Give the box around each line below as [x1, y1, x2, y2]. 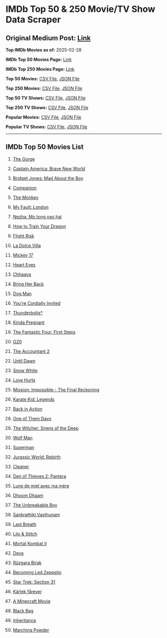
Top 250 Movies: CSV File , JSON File [5, 85, 82, 91]
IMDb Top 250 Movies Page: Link [5, 66, 75, 72]
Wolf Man [12, 435, 33, 441]
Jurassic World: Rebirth [12, 454, 61, 460]
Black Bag [12, 608, 34, 614]
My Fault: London [12, 204, 49, 210]
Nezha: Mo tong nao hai [12, 213, 62, 219]
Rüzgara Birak [12, 560, 42, 566]
